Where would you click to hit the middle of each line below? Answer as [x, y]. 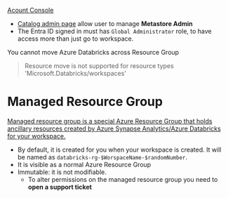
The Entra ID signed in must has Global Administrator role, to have [114, 31]
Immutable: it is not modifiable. [62, 172]
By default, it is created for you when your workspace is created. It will [119, 150]
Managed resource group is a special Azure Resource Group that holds [110, 121]
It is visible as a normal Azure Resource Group [84, 164]
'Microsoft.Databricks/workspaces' [75, 73]
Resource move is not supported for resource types [99, 66]
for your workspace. [36, 136]
